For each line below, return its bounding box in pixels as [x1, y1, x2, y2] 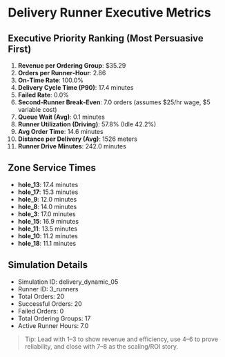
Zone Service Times [8, 162, 96, 174]
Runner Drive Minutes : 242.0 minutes [17, 142, 126, 150]
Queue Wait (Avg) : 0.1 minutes [17, 113, 106, 121]
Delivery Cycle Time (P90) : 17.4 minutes [17, 84, 134, 91]
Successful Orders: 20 [17, 299, 82, 308]
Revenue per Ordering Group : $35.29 [17, 61, 126, 70]
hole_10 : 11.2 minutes [17, 231, 78, 240]
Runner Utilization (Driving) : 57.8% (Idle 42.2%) [17, 120, 157, 128]
